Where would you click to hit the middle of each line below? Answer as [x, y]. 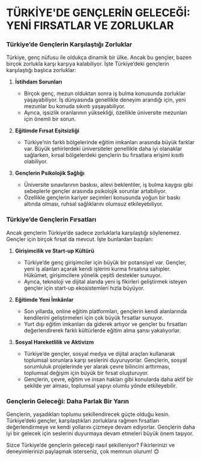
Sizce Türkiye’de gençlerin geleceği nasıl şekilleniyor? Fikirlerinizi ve [91, 445]
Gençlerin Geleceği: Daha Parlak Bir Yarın [67, 401]
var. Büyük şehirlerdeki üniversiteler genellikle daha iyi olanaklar [103, 149]
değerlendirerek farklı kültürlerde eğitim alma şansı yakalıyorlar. [102, 330]
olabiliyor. [36, 162]
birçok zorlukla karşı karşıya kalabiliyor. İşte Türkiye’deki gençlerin [88, 64]
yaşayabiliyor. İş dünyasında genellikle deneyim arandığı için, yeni [105, 100]
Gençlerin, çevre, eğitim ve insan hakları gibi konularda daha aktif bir [109, 379]
